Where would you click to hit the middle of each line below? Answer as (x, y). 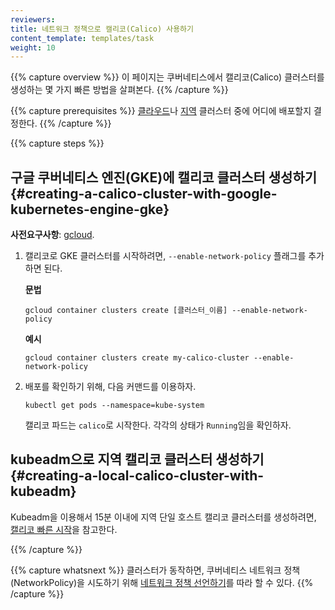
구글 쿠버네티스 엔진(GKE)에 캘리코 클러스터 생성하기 (164, 177)
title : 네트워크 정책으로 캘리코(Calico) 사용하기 (102, 29)
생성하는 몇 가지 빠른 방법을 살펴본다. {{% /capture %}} (119, 90)
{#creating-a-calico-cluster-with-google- (144, 193)
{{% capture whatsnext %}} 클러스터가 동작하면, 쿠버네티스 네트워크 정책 (155, 570)
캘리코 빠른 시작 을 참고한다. (64, 529)
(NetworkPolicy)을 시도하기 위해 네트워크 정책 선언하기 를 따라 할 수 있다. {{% (162, 582)
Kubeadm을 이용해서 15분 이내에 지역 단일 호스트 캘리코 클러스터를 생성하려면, (163, 517)
